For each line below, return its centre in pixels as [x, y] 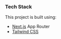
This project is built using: [31, 17]
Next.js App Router [31, 26]
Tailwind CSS [25, 32]
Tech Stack [19, 7]
